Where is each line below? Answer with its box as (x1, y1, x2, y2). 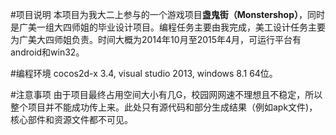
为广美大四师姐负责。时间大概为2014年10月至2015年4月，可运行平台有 (10, 34, 302, 45)
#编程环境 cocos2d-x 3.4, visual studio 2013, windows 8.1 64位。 (10, 68, 278, 79)
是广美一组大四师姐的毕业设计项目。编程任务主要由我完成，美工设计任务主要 (10, 21, 326, 33)
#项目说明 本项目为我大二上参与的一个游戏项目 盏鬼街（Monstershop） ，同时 (10, 9, 325, 20)
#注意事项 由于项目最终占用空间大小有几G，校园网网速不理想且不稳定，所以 (10, 89, 323, 100)
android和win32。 (10, 46, 85, 58)
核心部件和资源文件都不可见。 (10, 114, 133, 125)
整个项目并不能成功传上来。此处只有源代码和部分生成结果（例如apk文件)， (10, 101, 318, 113)
